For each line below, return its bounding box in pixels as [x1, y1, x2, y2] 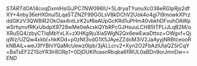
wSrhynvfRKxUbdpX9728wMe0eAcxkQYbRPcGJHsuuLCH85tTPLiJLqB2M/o [6, 23, 192, 30]
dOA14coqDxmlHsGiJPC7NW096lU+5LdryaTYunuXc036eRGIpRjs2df [22, 5, 190, 12]
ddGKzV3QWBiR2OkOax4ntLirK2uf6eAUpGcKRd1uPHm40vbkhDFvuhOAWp [6, 18, 191, 24]
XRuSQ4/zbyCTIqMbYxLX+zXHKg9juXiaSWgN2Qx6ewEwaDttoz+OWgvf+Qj [6, 30, 191, 37]
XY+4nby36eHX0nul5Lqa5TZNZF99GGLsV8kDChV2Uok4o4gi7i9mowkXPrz [6, 11, 191, 18]
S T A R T [6, 5, 23, 12]
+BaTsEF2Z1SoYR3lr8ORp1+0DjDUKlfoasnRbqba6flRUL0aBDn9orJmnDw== [6, 48, 190, 55]
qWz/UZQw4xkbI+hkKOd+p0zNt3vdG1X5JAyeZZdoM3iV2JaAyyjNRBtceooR [6, 36, 192, 43]
